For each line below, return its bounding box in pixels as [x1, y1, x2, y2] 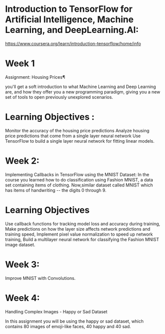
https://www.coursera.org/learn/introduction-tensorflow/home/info [5, 40, 141, 46]
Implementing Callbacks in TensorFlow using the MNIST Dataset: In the [5, 171, 149, 178]
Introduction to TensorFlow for [5, 3, 133, 15]
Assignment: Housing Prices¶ [5, 74, 66, 80]
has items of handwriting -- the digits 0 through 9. [5, 187, 107, 193]
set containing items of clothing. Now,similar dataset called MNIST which [5, 182, 153, 188]
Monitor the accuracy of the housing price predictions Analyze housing [5, 127, 150, 133]
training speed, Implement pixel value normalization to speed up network [5, 231, 153, 237]
